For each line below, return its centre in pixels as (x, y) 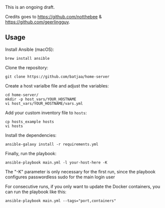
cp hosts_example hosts (30, 122)
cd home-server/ (22, 95)
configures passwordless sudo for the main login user (60, 177)
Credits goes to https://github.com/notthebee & (54, 17)
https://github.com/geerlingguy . (38, 22)
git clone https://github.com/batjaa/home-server (57, 77)
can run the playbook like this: (36, 192)
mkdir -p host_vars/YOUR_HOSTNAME (41, 99)
